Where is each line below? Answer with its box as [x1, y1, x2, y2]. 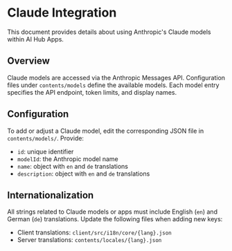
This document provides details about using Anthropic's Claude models [7, 28, 211, 36]
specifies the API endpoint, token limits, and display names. [7, 88, 177, 96]
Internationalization [7, 189, 94, 201]
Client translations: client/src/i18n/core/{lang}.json [17, 228, 172, 236]
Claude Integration [7, 5, 117, 21]
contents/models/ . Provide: [7, 133, 84, 142]
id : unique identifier [17, 147, 74, 156]
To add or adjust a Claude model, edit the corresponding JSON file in [7, 127, 204, 135]
